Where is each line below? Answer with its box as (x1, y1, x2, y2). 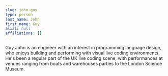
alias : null (5, 26, 31, 31)
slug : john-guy (5, 7, 38, 13)
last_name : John (5, 17, 40, 22)
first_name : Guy (5, 21, 40, 27)
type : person (5, 12, 33, 17)
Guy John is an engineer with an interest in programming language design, (5, 45, 162, 50)
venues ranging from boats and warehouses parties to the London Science (5, 61, 162, 66)
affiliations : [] (5, 31, 42, 36)
